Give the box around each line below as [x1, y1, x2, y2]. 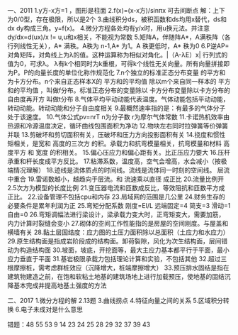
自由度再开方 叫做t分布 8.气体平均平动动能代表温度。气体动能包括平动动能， [7, 95, 229, 103]
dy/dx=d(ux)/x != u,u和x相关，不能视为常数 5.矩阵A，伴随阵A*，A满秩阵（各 [7, 33, 231, 41]
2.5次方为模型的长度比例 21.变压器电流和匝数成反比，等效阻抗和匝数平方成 [7, 184, 225, 192]
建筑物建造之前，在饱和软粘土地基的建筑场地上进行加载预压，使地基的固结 [7, 273, 225, 280]
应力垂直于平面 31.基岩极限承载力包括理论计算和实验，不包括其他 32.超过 [7, 255, 221, 263]
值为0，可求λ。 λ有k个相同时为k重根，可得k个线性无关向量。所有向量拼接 [7, 60, 224, 67]
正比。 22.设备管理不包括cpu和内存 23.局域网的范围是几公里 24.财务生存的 [7, 192, 225, 201]
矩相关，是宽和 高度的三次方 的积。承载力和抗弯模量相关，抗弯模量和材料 [7, 139, 222, 148]
